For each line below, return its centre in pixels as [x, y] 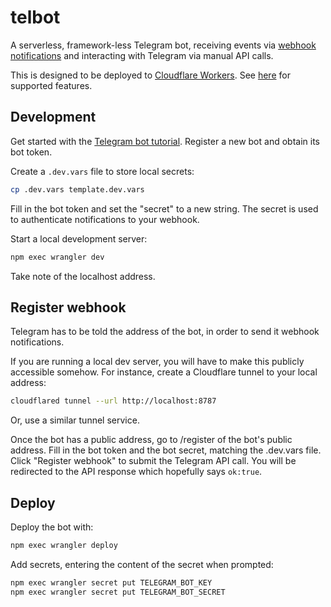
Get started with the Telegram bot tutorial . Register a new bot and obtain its [165, 141]
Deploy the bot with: [52, 527]
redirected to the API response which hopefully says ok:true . [136, 472]
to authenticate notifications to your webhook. [105, 219]
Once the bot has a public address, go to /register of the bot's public [151, 440]
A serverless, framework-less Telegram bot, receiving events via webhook [163, 45]
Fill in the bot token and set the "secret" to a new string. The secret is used [164, 208]
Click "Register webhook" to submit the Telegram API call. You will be [153, 461]
